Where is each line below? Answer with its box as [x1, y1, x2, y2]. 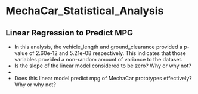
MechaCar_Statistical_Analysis [5, 4, 164, 18]
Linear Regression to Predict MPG [5, 28, 134, 38]
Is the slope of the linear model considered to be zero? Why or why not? [14, 62, 191, 69]
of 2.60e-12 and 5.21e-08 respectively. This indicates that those [29, 50, 186, 57]
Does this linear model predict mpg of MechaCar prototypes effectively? [14, 75, 192, 82]
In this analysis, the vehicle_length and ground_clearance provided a [14, 43, 183, 50]
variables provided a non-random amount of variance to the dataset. [14, 56, 183, 63]
